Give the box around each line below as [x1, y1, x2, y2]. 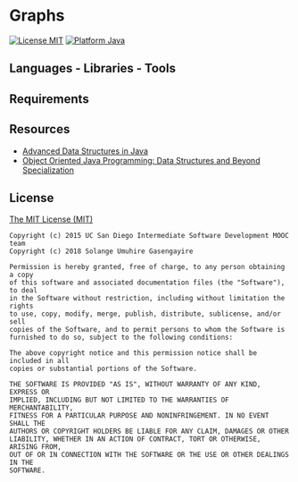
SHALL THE [9, 419, 46, 428]
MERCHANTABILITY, [9, 403, 74, 412]
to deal [9, 286, 38, 295]
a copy [9, 270, 34, 280]
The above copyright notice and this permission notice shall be [9, 349, 257, 358]
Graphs [9, 5, 65, 26]
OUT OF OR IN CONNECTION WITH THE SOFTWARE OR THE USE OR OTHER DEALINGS [9, 451, 290, 460]
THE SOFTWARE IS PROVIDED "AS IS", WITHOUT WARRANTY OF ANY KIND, [9, 380, 261, 389]
